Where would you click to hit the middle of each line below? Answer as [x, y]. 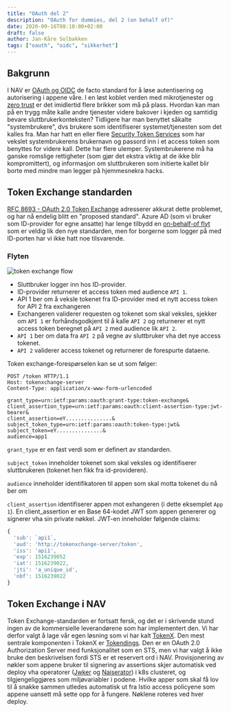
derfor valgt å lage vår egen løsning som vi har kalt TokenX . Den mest [106, 635]
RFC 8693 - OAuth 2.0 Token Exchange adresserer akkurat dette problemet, [115, 209]
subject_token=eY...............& [57, 430]
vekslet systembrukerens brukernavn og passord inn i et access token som [113, 141]
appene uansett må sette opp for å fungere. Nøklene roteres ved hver [106, 694]
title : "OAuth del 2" [38, 13]
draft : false [26, 33]
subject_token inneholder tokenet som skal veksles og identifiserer [102, 462]
